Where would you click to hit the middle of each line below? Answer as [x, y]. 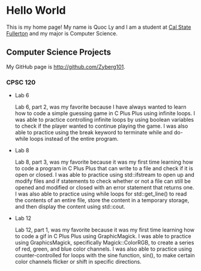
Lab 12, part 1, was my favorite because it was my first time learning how [105, 230]
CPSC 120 [21, 82]
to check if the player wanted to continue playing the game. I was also [101, 126]
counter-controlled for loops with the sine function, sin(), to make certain [105, 255]
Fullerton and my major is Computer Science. [62, 33]
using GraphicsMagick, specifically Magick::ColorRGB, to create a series [104, 243]
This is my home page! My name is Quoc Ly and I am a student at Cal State [99, 27]
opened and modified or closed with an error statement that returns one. [104, 188]
